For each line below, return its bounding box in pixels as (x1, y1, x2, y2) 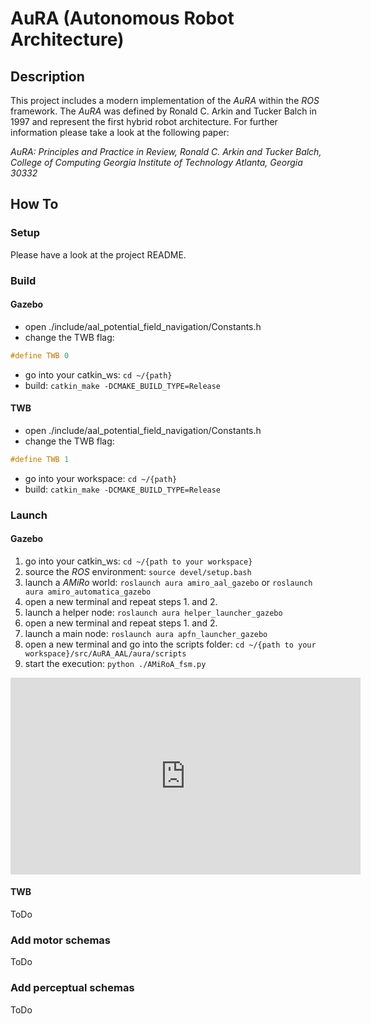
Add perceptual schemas (10, 981, 135, 995)
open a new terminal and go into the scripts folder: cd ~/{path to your (24, 638, 317, 650)
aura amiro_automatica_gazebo (24, 587, 152, 597)
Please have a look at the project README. (10, 248, 187, 261)
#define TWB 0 (10, 350, 70, 361)
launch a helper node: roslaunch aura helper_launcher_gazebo (24, 606, 283, 618)
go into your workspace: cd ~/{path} (24, 472, 178, 484)
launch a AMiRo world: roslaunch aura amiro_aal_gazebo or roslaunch (24, 576, 313, 588)
